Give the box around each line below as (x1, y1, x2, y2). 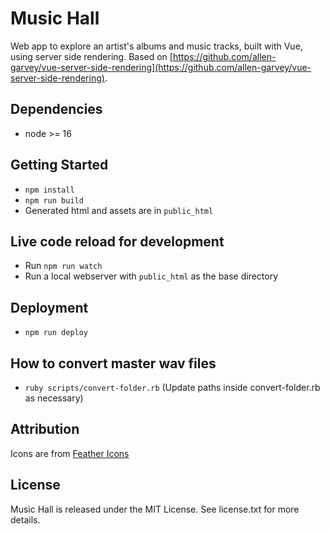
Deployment (10, 299, 89, 316)
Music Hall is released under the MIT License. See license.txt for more (10, 503, 300, 515)
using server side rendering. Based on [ (10, 50, 173, 62)
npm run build (24, 195, 84, 206)
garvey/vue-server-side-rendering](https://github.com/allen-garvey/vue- (10, 61, 312, 73)
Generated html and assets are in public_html (24, 204, 214, 216)
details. (10, 513, 41, 526)
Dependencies (10, 101, 103, 118)
